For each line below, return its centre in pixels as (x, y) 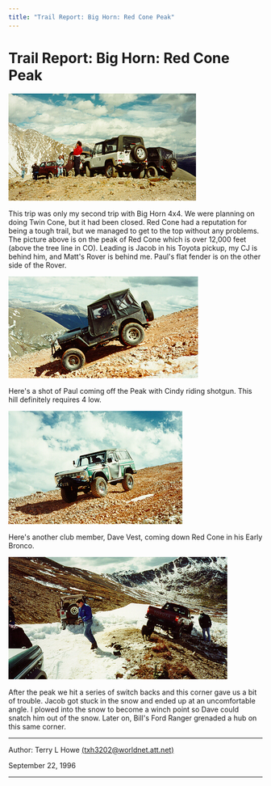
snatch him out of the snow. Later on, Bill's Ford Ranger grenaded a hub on (133, 718)
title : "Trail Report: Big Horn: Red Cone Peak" (92, 17)
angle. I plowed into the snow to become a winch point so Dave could (124, 709)
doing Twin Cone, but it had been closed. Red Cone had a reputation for (128, 222)
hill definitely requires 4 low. (55, 399)
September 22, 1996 (42, 765)
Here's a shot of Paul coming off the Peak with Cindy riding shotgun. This (130, 391)
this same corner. (37, 726)
